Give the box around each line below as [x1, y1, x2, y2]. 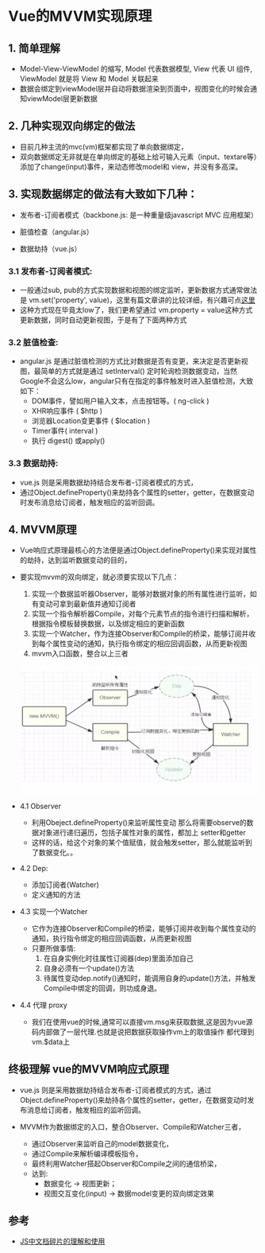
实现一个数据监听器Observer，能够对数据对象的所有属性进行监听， [31, 590, 250, 599]
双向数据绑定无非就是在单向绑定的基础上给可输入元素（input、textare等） [19, 152, 258, 161]
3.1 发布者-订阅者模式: [8, 266, 93, 277]
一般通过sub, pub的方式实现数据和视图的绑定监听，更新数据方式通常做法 [19, 285, 258, 294]
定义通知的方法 [31, 889, 81, 899]
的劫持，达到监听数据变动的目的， [19, 555, 132, 565]
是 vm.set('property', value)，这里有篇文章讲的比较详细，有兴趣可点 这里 [19, 295, 255, 305]
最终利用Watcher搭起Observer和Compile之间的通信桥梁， [31, 1158, 221, 1168]
